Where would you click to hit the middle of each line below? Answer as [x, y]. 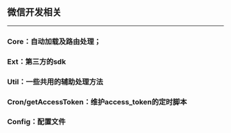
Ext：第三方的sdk [37, 62]
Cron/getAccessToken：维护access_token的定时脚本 [97, 101]
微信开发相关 [34, 12]
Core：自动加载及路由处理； [54, 41]
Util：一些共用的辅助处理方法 [55, 82]
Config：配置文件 [36, 122]
